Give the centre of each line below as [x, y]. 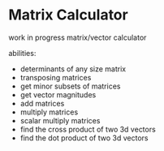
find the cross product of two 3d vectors [88, 129]
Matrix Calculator [68, 15]
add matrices [42, 103]
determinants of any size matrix [73, 69]
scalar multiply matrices [60, 120]
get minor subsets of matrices [70, 86]
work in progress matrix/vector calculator [78, 37]
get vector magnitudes [58, 94]
